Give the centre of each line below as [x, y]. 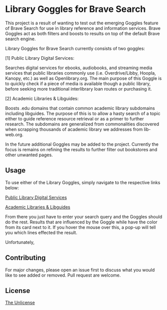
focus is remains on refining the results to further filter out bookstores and [81, 149]
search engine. [20, 39]
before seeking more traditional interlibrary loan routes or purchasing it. [79, 89]
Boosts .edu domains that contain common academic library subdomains [80, 108]
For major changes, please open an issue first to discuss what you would [80, 270]
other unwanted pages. [29, 155]
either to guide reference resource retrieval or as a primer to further [75, 118]
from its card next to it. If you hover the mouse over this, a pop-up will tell [81, 227]
